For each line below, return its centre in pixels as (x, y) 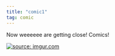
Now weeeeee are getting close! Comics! (58, 34)
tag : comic (20, 17)
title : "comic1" (27, 12)
